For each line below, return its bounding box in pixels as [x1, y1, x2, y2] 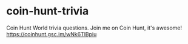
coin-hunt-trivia [6, 4, 89, 18]
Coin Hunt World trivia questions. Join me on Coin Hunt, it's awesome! [6, 24, 183, 31]
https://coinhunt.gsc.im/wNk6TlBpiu [6, 30, 97, 37]
